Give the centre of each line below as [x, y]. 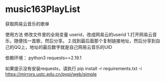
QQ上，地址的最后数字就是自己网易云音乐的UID [63, 47]
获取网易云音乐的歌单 [27, 24]
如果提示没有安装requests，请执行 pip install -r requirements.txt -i [73, 68]
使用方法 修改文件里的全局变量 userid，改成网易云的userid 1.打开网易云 [79, 34]
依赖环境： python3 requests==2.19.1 [44, 58]
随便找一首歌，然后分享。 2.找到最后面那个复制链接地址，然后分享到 [85, 41]
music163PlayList [43, 9]
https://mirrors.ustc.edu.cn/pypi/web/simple [51, 74]
